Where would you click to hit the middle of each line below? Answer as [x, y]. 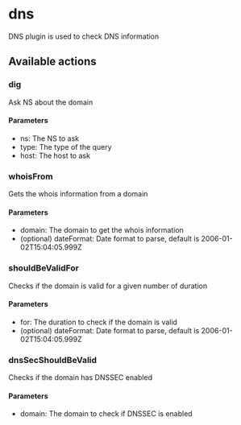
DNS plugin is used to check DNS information [84, 36]
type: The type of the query [66, 146]
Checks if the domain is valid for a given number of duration [108, 286]
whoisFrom [31, 176]
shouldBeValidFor [44, 268]
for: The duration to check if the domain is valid [98, 322]
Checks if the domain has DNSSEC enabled [81, 378]
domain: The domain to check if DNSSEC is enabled [106, 414]
